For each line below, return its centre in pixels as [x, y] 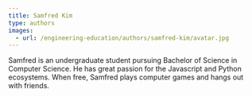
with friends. [29, 86]
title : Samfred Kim [41, 16]
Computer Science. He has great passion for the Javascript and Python [125, 69]
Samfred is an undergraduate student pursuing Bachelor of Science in [123, 60]
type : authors [32, 23]
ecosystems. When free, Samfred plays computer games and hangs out [126, 77]
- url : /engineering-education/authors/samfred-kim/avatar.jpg [122, 38]
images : [21, 30]
